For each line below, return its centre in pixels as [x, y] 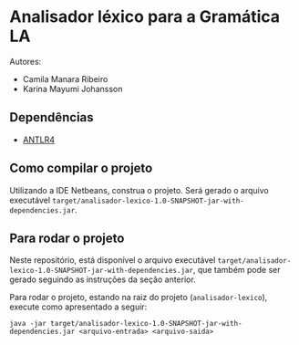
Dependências [52, 117]
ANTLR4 [39, 140]
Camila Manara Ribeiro [65, 78]
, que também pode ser [237, 270]
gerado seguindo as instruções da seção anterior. [103, 279]
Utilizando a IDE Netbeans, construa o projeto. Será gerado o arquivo [139, 190]
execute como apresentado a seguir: [78, 307]
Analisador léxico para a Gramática [145, 17]
